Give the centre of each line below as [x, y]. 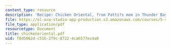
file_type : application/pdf [35, 24]
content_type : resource [31, 10]
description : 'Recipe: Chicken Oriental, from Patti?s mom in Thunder [82, 15]
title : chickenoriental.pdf [35, 34]
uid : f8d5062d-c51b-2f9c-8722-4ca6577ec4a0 [52, 39]
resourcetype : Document [31, 29]
